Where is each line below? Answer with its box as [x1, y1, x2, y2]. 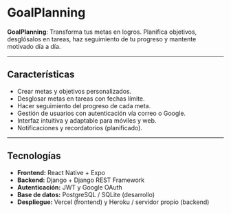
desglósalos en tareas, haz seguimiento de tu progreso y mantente [7, 34, 197, 43]
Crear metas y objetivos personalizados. [16, 87, 132, 95]
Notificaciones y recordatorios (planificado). [16, 123, 143, 132]
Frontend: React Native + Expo [16, 168, 105, 176]
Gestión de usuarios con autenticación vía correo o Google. [16, 109, 186, 117]
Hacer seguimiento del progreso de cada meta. [16, 101, 151, 110]
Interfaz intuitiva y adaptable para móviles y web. [16, 116, 157, 125]
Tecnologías [7, 150, 61, 162]
